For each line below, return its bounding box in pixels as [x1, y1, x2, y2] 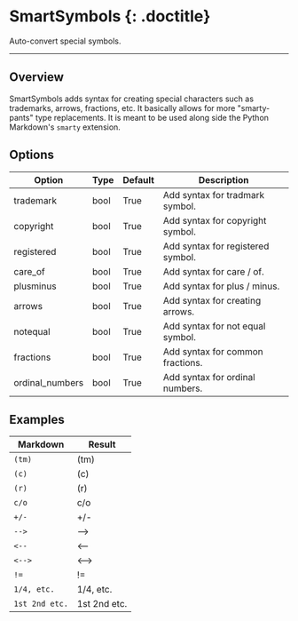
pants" [9, 112, 34, 123]
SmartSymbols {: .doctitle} [9, 6, 211, 27]
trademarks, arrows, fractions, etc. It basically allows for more [9, 102, 236, 113]
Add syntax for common [162, 345, 263, 357]
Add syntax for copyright [162, 214, 267, 227]
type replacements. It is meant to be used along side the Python [35, 112, 269, 123]
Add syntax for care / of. [162, 265, 264, 277]
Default [122, 173, 155, 186]
